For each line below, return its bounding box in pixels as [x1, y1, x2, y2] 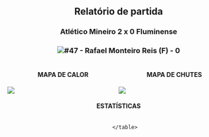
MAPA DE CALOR [37, 71, 89, 79]
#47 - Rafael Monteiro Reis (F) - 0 [64, 46, 181, 56]
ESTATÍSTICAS [96, 102, 141, 110]
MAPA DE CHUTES [146, 71, 203, 79]
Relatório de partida [73, 6, 164, 18]
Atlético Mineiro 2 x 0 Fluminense [59, 27, 178, 37]
